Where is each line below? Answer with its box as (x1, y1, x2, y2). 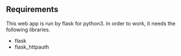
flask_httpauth (14, 43, 50, 50)
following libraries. (6, 26, 51, 33)
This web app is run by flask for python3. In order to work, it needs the (6, 20, 176, 27)
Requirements (6, 5, 58, 14)
